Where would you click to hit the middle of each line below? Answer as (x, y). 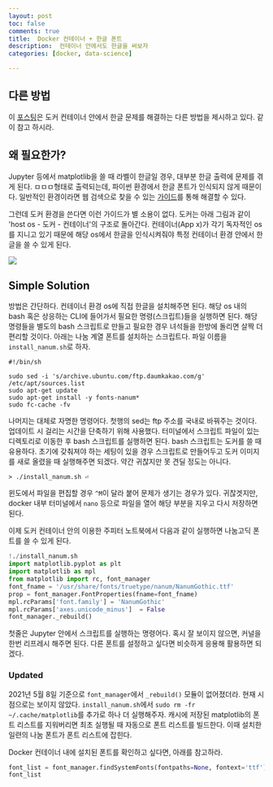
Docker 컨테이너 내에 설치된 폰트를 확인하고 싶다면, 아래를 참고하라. (116, 752)
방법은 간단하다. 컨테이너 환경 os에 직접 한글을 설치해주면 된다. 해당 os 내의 (128, 307)
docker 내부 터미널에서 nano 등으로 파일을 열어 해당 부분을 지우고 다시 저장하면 (133, 503)
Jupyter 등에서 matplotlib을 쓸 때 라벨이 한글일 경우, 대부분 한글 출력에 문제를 (132, 176)
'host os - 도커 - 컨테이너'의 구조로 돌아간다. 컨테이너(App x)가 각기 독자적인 (130, 224)
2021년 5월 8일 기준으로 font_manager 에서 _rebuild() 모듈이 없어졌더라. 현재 (132, 694)
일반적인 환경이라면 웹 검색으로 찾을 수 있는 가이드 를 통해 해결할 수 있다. (132, 197)
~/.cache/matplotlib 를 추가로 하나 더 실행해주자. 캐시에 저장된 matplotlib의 (130, 714)
